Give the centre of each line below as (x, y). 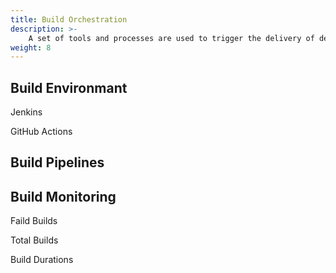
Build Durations (42, 260)
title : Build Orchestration (69, 19)
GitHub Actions (41, 132)
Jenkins (26, 112)
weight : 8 (31, 47)
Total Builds (34, 240)
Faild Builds (34, 221)
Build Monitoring (63, 196)
